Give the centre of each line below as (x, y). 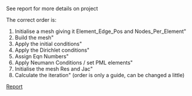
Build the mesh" (34, 37)
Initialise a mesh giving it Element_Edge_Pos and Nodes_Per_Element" (100, 31)
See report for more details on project (52, 9)
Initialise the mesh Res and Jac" (54, 69)
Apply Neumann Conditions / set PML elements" (74, 62)
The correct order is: (31, 20)
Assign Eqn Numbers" (42, 56)
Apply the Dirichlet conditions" (52, 50)
